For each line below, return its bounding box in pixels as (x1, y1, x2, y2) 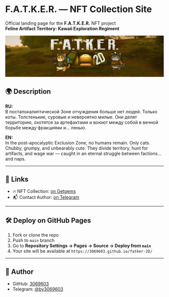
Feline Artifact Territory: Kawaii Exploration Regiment (5, 25, 120, 31)
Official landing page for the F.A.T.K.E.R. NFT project (5, 20, 116, 26)
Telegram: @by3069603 (12, 286, 64, 292)
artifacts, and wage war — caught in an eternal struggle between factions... (5, 150, 162, 157)
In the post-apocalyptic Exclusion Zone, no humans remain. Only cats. (5, 139, 151, 145)
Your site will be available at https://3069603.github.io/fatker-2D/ (12, 248, 152, 254)
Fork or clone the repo (12, 232, 59, 238)
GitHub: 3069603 (12, 281, 49, 287)
